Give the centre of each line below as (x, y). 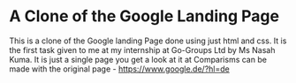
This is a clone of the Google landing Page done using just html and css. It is (148, 41)
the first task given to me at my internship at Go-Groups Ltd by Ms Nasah (142, 49)
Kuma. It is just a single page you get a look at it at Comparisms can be (138, 59)
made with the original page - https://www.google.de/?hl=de (119, 69)
